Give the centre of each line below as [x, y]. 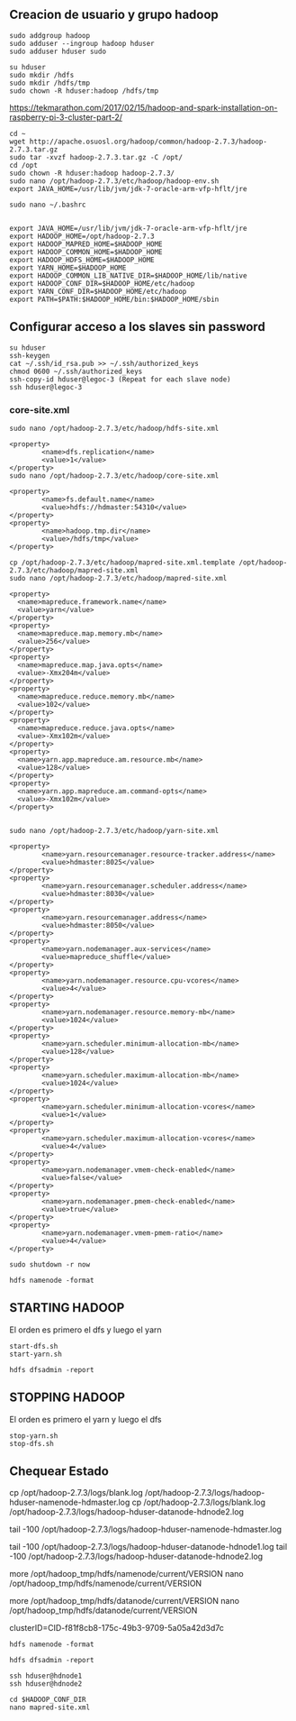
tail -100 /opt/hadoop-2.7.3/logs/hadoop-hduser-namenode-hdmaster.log [145, 1529]
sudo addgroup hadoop [50, 35]
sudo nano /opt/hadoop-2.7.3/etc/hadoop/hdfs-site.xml [114, 428]
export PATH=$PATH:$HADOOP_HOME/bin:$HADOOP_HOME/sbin [114, 299]
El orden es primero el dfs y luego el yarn [85, 1330]
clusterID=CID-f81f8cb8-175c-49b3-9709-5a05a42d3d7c [117, 1628]
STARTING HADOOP [67, 1308]
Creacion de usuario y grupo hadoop [114, 15]
